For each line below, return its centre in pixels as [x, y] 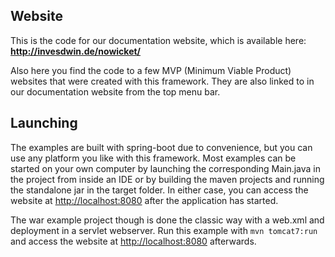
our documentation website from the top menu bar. [115, 91]
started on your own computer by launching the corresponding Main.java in [166, 168]
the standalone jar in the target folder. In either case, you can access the [159, 190]
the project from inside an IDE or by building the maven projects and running [167, 179]
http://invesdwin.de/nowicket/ [76, 51]
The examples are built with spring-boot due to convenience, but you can [161, 147]
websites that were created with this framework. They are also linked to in [162, 81]
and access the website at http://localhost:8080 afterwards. [133, 241]
